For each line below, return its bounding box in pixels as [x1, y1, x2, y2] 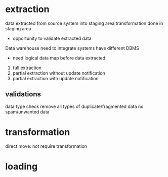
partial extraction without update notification [12, 70, 105, 76]
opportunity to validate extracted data [12, 35, 92, 41]
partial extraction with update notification [12, 75, 99, 81]
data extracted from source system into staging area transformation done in [5, 20, 163, 26]
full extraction [12, 65, 42, 71]
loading [5, 160, 38, 172]
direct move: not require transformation [5, 143, 88, 149]
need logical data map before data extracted [12, 54, 106, 61]
